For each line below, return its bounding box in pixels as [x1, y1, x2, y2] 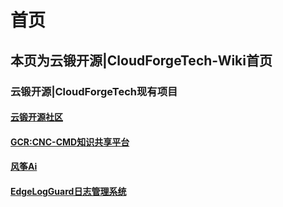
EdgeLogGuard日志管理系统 [10, 185, 127, 197]
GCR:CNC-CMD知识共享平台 [10, 136, 130, 148]
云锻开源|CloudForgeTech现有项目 [10, 84, 178, 98]
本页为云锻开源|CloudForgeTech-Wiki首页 [10, 52, 273, 69]
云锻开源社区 [10, 111, 63, 123]
